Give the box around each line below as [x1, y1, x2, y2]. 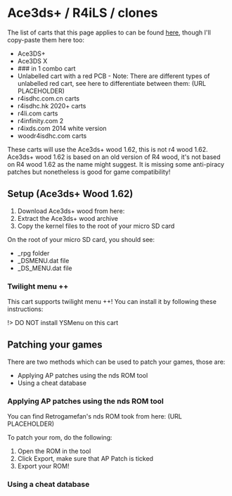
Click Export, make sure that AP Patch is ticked [17, 454, 153, 463]
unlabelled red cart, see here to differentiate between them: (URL [17, 79, 206, 87]
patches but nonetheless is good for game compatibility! [7, 167, 171, 176]
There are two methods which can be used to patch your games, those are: [7, 357, 226, 366]
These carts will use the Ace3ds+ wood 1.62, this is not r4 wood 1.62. [7, 145, 209, 153]
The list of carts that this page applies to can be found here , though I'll [7, 28, 211, 37]
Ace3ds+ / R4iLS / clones [7, 5, 158, 21]
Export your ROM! [17, 462, 70, 471]
